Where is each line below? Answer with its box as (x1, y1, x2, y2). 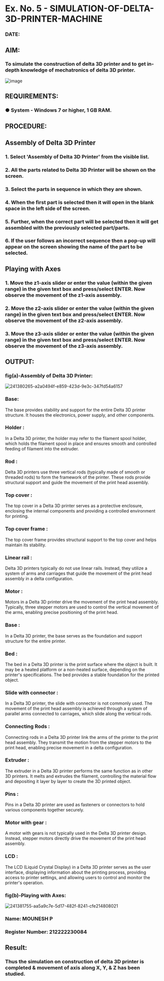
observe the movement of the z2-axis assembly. (5, 317, 123, 324)
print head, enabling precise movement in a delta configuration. (5, 744, 133, 750)
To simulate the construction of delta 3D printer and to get (5, 61, 146, 68)
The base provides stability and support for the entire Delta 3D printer (5, 407, 146, 413)
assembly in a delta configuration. (5, 576, 73, 582)
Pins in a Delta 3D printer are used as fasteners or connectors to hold (5, 802, 145, 808)
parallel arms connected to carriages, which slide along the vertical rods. (5, 711, 152, 717)
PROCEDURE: (5, 122, 47, 130)
